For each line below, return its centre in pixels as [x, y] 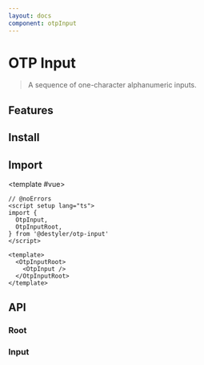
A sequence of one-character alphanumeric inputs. [112, 85]
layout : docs [30, 16]
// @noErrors [30, 199]
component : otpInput [43, 23]
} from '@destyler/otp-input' [59, 234]
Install [24, 138]
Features [31, 110]
